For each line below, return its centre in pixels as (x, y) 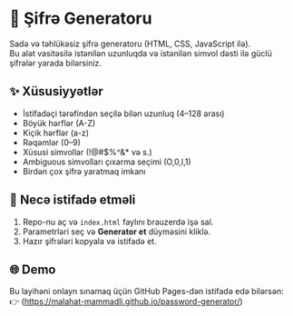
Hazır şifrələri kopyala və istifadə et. (89, 241)
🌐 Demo (33, 269)
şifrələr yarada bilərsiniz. (56, 63)
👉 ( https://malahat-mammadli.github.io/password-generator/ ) (126, 301)
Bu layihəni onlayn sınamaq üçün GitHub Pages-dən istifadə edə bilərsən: (146, 291)
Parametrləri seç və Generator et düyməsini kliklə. (117, 232)
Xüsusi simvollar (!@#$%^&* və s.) (87, 152)
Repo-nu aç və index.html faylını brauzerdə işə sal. (118, 222)
